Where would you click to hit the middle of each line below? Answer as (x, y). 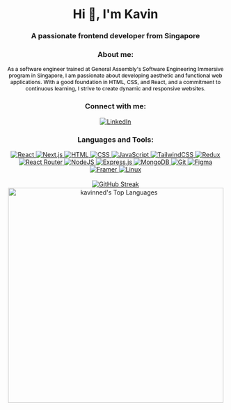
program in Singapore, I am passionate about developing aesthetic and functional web (115, 76)
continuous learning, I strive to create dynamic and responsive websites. (115, 89)
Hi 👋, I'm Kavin (115, 14)
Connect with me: (115, 106)
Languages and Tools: (115, 140)
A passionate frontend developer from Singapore (115, 36)
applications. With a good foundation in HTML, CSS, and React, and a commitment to (115, 82)
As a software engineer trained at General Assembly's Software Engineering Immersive (115, 69)
